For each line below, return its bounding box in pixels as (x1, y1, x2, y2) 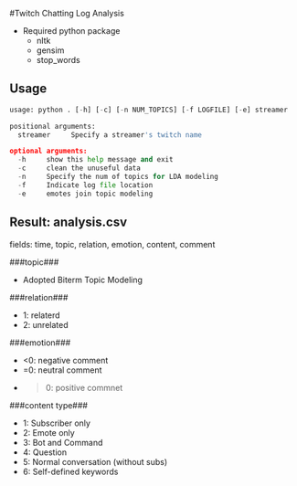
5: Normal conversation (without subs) (22, 456, 168, 467)
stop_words (36, 55, 80, 65)
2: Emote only (22, 427, 75, 438)
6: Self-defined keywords (22, 466, 119, 477)
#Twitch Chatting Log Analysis (9, 8, 125, 18)
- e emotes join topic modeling (17, 189, 154, 198)
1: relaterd (22, 310, 61, 321)
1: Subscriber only (22, 417, 91, 428)
